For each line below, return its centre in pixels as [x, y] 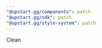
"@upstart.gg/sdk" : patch [39, 17]
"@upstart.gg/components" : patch [49, 12]
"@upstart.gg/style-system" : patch [51, 23]
